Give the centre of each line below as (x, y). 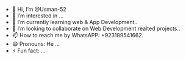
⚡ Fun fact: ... (29, 51)
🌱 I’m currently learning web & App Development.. (75, 22)
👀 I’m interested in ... (38, 16)
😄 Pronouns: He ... (36, 44)
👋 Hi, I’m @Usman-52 (39, 9)
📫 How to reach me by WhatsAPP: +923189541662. (78, 35)
